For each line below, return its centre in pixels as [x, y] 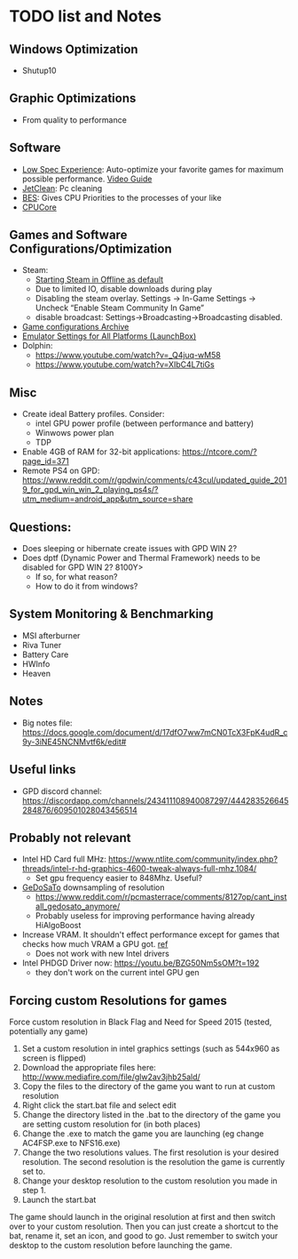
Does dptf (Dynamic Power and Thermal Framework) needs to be [141, 558]
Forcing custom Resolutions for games [118, 1001]
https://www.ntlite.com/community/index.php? [192, 859]
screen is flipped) [54, 1058]
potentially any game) [49, 1031]
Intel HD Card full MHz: [64, 859]
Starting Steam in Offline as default [99, 280]
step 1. [34, 1191]
